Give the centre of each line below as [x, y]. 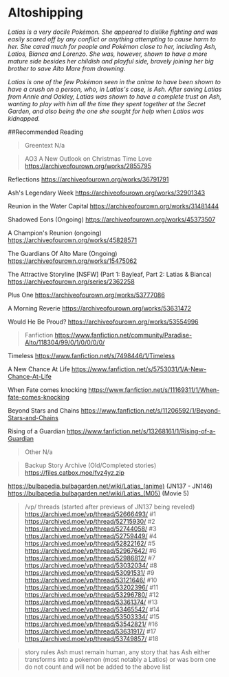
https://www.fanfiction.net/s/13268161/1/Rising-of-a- [141, 431]
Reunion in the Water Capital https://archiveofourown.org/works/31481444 [113, 206]
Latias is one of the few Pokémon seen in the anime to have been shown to [114, 81]
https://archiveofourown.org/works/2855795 [88, 166]
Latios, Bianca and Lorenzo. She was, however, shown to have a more [108, 54]
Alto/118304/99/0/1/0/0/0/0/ [65, 342]
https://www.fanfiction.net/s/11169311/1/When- [154, 390]
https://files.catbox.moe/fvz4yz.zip [74, 472]
